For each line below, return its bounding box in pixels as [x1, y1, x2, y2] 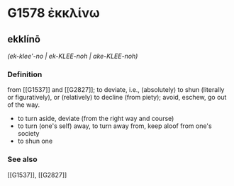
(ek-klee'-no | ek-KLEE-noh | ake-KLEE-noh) [7, 52, 138, 60]
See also [7, 154, 38, 164]
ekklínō [7, 33, 41, 45]
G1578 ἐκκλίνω [7, 5, 101, 21]
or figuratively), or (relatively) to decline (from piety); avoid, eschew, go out [7, 93, 227, 102]
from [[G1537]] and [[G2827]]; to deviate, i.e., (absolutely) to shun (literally [7, 86, 225, 94]
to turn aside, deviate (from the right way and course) [17, 115, 174, 123]
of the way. [7, 100, 40, 109]
